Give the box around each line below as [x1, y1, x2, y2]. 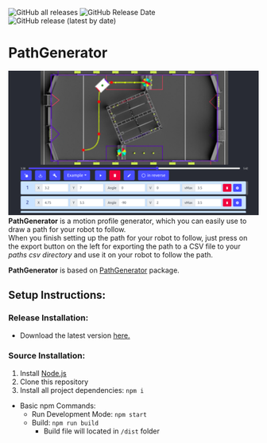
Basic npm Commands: [19, 401, 96, 410]
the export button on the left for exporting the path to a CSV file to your [8, 241, 241, 251]
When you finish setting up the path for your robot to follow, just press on [8, 233, 248, 242]
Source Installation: [8, 351, 86, 362]
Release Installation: [8, 312, 89, 323]
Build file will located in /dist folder [43, 426, 161, 436]
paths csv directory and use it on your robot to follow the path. [8, 249, 213, 259]
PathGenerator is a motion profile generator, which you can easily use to [8, 216, 247, 225]
